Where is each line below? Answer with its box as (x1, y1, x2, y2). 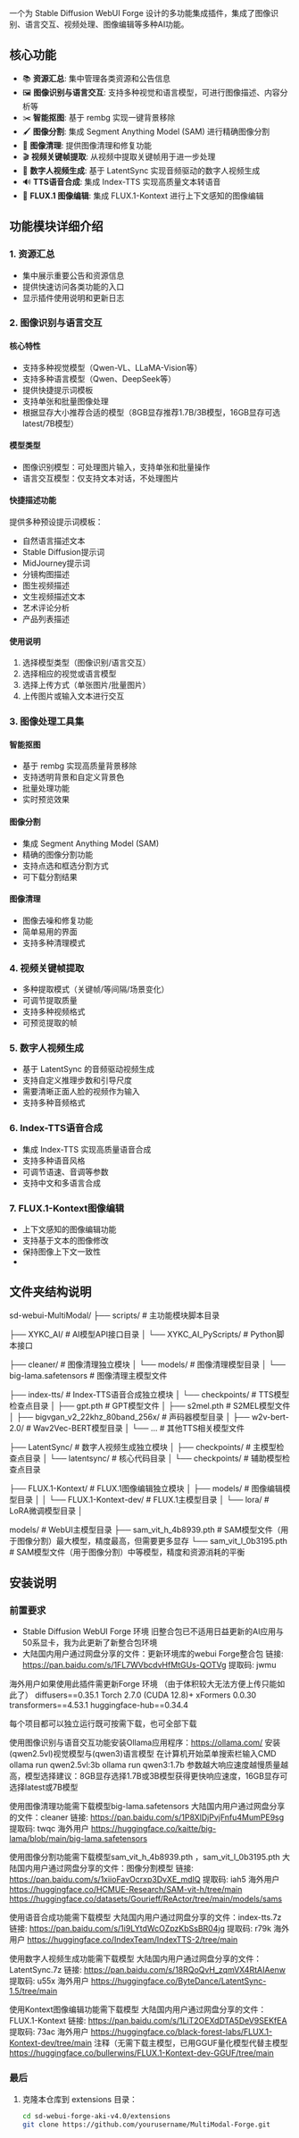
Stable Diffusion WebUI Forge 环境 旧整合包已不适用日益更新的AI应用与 (21, 1626, 284, 1637)
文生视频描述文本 (21, 591, 86, 602)
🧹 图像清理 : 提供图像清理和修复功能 (21, 139, 152, 150)
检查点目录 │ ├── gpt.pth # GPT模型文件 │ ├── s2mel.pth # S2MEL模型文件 (9, 1400, 291, 1411)
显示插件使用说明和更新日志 (21, 292, 125, 303)
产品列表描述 (21, 614, 70, 625)
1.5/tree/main (9, 1986, 58, 1997)
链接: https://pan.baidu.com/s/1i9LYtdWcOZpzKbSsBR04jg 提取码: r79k (9, 1924, 272, 1934)
